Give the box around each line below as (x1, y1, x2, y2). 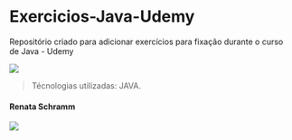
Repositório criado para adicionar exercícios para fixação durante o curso (9, 36, 284, 47)
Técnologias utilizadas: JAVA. (31, 79, 142, 91)
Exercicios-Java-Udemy (9, 6, 195, 27)
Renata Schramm (9, 101, 76, 112)
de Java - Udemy (9, 45, 74, 56)
